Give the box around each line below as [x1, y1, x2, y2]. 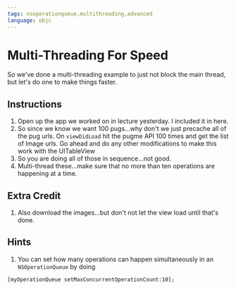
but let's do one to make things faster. [7, 78, 118, 87]
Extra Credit [7, 189, 61, 201]
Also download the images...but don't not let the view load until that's [17, 208, 219, 217]
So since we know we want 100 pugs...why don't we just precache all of [17, 125, 227, 133]
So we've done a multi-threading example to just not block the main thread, [7, 70, 226, 79]
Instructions [7, 98, 62, 110]
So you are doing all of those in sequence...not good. [17, 154, 172, 163]
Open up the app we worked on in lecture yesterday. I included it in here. [17, 117, 229, 125]
